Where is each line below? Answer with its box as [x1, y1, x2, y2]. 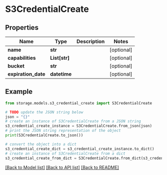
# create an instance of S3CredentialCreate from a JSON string [5, 119, 141, 124]
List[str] [50, 55, 70, 61]
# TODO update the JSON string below [5, 109, 83, 115]
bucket [7, 63, 25, 69]
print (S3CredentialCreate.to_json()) [5, 133, 83, 138]
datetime [50, 71, 72, 78]
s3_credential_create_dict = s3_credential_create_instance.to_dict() [5, 146, 155, 151]
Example [5, 87, 33, 96]
